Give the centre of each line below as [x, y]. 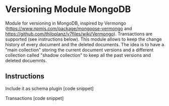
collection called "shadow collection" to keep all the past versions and [78, 55]
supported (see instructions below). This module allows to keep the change [84, 39]
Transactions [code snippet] [35, 98]
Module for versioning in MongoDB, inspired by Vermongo [66, 23]
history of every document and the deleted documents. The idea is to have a [85, 44]
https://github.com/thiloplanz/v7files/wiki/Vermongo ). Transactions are [79, 34]
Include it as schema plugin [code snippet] [49, 88]
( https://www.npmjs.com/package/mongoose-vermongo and [69, 28]
